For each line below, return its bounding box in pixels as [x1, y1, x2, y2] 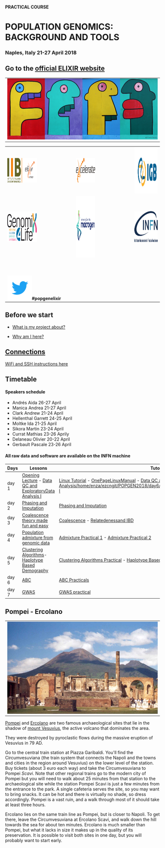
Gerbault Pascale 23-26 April [12, 442, 72, 448]
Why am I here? [12, 333, 44, 339]
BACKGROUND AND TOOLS [5, 31, 119, 43]
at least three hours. [5, 802, 46, 808]
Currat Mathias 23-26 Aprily [12, 431, 70, 437]
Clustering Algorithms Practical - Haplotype [58, 557, 148, 563]
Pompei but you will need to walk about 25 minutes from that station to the [5, 775, 156, 782]
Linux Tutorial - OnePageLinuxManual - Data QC [58, 478, 158, 484]
